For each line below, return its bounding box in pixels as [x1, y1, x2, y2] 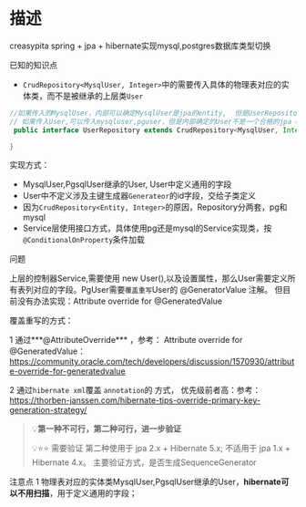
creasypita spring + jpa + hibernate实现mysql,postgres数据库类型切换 [9, 40, 271, 51]
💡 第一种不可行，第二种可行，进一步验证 [31, 423, 182, 434]
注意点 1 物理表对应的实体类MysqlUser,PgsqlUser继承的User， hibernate [9, 476, 281, 488]
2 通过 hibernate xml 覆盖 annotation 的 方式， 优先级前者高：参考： [9, 385, 261, 396]
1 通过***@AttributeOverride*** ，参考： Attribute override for [9, 335, 243, 346]
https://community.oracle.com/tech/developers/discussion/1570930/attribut [9, 357, 295, 367]
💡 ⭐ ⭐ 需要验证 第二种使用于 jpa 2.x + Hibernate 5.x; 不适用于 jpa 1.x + [31, 443, 291, 454]
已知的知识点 [9, 59, 57, 70]
